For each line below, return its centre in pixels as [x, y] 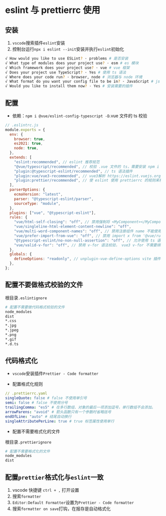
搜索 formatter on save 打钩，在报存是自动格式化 [62, 509]
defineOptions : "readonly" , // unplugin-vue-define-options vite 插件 [87, 259]
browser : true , [30, 139]
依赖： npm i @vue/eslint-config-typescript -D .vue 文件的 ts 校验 [80, 116]
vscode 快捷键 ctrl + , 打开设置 [46, 490]
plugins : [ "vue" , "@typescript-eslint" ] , [53, 213]
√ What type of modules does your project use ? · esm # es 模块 [72, 63]
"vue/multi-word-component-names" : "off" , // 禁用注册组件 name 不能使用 [88, 231]
